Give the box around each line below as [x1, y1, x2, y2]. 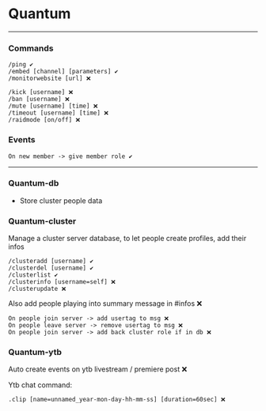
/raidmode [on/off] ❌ [8, 116, 81, 124]
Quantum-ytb [8, 347, 62, 358]
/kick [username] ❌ [8, 89, 74, 96]
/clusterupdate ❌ [8, 285, 66, 293]
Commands [8, 43, 54, 54]
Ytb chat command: [8, 380, 73, 390]
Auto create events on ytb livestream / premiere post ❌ [8, 364, 188, 374]
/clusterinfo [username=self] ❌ [8, 278, 116, 286]
